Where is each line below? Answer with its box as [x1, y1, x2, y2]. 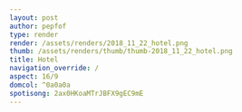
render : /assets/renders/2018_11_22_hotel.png [9, 38, 189, 48]
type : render [9, 30, 59, 39]
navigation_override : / [9, 64, 100, 73]
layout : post [9, 13, 59, 23]
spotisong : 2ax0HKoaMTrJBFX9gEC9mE [9, 89, 144, 98]
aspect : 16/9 [9, 72, 59, 81]
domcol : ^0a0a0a [9, 80, 71, 89]
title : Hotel [9, 55, 59, 64]
